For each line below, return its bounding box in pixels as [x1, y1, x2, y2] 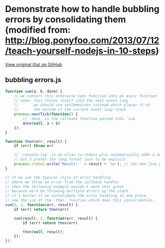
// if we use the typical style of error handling [5, 175, 111, 180]
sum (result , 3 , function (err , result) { [14, 216, 98, 221]
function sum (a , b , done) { [5, 89, 63, 94]
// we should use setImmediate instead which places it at [14, 102, 151, 108]
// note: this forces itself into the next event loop [14, 98, 129, 103]
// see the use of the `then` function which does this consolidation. [5, 198, 155, 203]
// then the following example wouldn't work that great [5, 184, 124, 189]
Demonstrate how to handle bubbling [5, 3, 160, 15]
